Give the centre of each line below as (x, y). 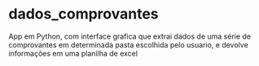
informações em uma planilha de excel (73, 53)
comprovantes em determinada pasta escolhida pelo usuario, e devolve (128, 44)
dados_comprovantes (83, 14)
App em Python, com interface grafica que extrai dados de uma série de (129, 36)
